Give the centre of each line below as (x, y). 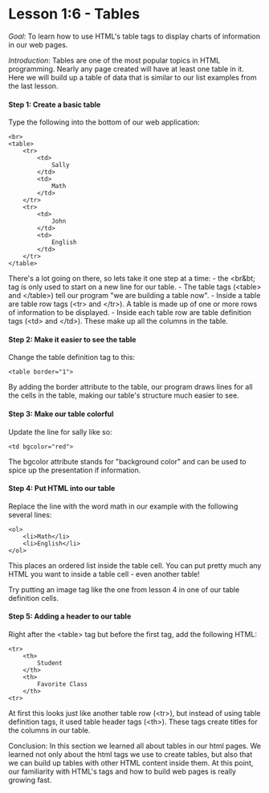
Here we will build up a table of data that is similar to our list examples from (132, 77)
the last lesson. (33, 86)
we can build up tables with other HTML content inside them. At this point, (131, 762)
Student (50, 663)
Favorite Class (63, 684)
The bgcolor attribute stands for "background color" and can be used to (127, 461)
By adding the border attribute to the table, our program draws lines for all (130, 387)
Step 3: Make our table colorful (61, 414)
